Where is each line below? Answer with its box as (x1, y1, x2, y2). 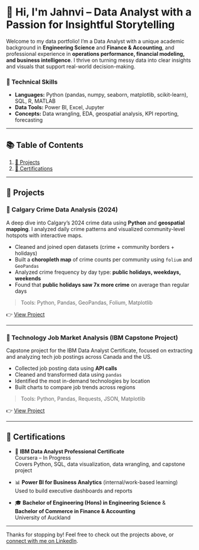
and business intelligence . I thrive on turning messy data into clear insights (6, 56, 191, 64)
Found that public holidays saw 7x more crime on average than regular (14, 281, 190, 288)
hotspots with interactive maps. (6, 232, 83, 239)
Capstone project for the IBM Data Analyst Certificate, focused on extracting (6, 347, 193, 354)
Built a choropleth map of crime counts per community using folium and (14, 255, 192, 263)
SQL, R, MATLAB (14, 97, 56, 105)
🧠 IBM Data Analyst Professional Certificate (14, 448, 124, 455)
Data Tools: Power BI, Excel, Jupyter (14, 104, 105, 111)
